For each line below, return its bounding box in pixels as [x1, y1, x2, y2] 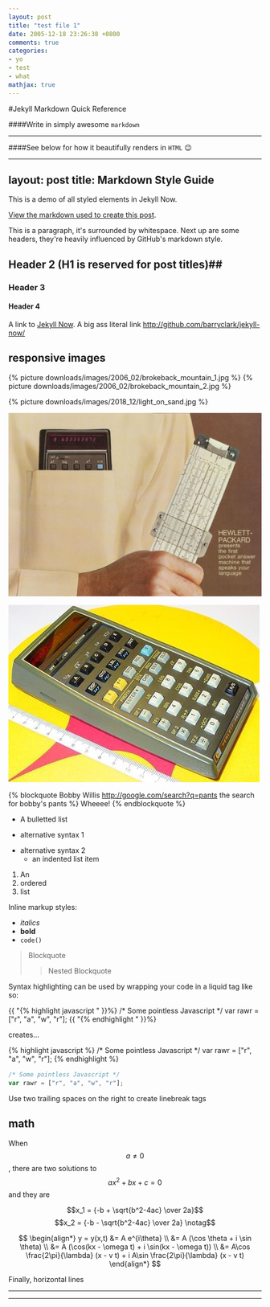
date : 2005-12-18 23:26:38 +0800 [8, 30, 121, 38]
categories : [8, 47, 48, 55]
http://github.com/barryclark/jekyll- [142, 319, 260, 329]
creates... [8, 1030, 40, 1039]
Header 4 [8, 301, 40, 311]
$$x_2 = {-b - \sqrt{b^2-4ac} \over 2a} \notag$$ [54, 1218, 215, 1227]
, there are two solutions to [8, 1163, 97, 1173]
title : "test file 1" [8, 21, 81, 30]
